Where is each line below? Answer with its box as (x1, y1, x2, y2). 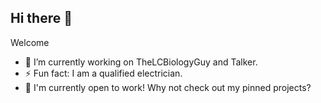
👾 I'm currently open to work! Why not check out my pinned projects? (24, 81, 312, 93)
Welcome (10, 36, 50, 48)
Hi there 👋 (10, 10, 73, 27)
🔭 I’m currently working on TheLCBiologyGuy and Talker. (24, 56, 258, 68)
